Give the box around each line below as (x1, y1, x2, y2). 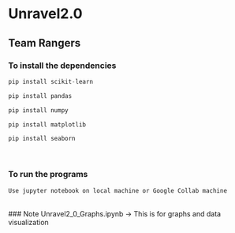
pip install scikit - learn (8, 77, 93, 85)
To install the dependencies (8, 60, 117, 71)
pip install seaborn (8, 135, 76, 143)
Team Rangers (8, 36, 81, 50)
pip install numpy (8, 106, 69, 115)
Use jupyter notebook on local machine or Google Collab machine (8, 186, 227, 194)
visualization (8, 217, 49, 227)
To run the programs (8, 169, 88, 180)
